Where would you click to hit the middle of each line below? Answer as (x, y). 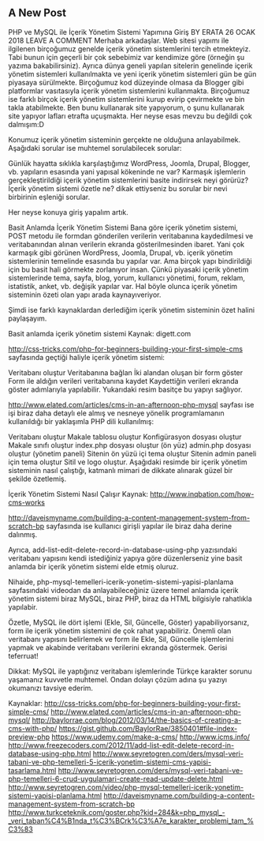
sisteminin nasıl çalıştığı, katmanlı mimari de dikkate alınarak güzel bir (121, 470)
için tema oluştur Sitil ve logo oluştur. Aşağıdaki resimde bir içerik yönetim (128, 462)
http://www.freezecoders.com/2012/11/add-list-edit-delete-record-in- (121, 745)
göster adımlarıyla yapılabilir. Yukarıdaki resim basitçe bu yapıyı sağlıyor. (125, 389)
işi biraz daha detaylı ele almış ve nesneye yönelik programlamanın (116, 413)
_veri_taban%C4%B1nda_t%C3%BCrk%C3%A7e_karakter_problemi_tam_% (131, 820)
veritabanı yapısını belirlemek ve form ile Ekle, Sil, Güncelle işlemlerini (121, 639)
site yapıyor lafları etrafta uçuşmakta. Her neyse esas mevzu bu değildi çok (130, 116)
